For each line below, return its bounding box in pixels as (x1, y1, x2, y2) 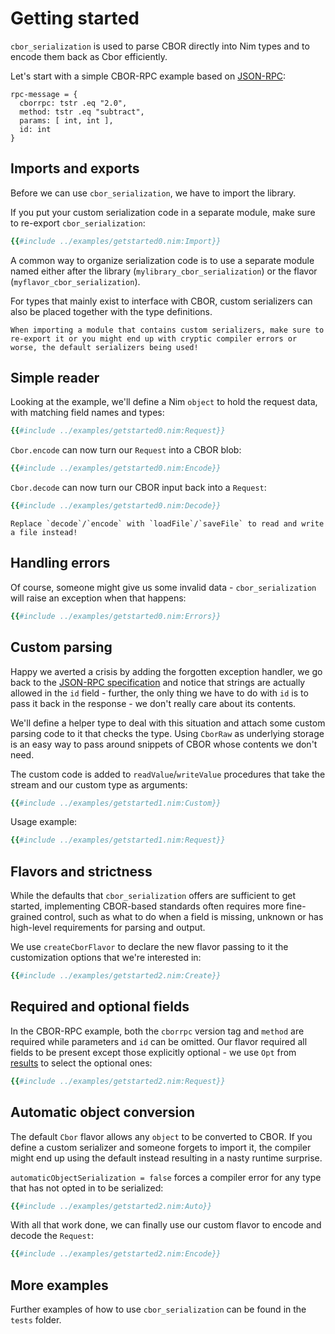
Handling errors (10, 555, 111, 572)
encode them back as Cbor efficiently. (10, 50, 168, 62)
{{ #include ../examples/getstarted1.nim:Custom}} (10, 798, 222, 808)
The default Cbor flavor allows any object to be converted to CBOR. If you (10, 1130, 313, 1142)
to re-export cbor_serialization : (10, 217, 146, 229)
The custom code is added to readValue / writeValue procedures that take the (10, 768, 326, 780)
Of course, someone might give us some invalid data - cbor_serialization (10, 581, 317, 593)
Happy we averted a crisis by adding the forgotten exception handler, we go (10, 665, 323, 677)
